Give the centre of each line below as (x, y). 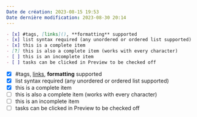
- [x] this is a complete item (46, 45)
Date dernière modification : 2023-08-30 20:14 (66, 18)
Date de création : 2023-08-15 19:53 (53, 12)
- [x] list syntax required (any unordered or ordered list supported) (99, 40)
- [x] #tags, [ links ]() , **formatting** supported (72, 34)
